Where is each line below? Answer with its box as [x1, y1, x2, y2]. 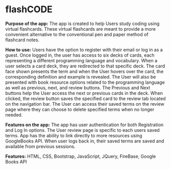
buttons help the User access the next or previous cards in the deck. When [5, 90, 163, 96]
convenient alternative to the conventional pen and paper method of [5, 31, 149, 37]
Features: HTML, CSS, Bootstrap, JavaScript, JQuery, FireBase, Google [5, 153, 156, 159]
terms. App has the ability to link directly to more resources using [5, 132, 142, 138]
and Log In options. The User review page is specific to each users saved [5, 127, 160, 133]
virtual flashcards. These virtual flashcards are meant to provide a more [5, 26, 156, 32]
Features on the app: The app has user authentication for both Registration [5, 122, 164, 128]
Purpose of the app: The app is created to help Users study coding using [5, 20, 160, 27]
